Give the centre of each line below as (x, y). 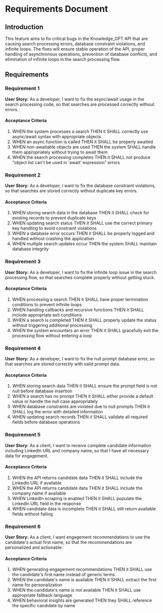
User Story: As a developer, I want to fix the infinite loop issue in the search (81, 272)
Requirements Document (57, 9)
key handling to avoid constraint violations (54, 228)
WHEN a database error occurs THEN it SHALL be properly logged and (83, 233)
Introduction (24, 27)
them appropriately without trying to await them (60, 152)
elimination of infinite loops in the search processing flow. (63, 59)
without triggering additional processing (52, 325)
